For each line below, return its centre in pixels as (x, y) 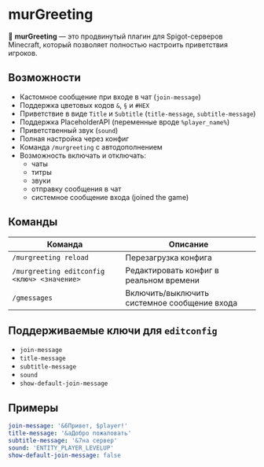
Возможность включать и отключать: (83, 155)
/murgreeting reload (50, 257)
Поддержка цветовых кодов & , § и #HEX (84, 105)
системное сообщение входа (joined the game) (110, 197)
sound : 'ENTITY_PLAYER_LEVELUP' (61, 448)
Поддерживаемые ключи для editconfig (113, 330)
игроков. (23, 53)
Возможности (44, 78)
